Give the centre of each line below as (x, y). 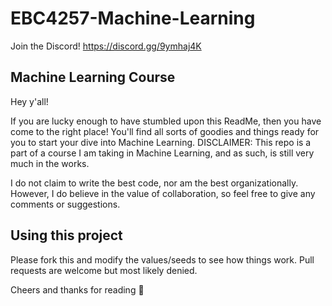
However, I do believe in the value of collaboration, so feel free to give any (163, 193)
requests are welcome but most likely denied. (104, 270)
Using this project (66, 235)
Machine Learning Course (93, 77)
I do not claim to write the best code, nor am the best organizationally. (154, 183)
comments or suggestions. (65, 204)
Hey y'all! (29, 101)
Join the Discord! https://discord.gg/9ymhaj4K (106, 46)
